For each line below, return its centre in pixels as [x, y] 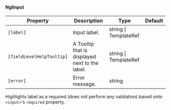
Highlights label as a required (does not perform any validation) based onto [84, 96]
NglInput [15, 7]
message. [84, 84]
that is [80, 50]
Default [154, 20]
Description [89, 20]
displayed [84, 57]
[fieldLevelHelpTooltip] [38, 57]
